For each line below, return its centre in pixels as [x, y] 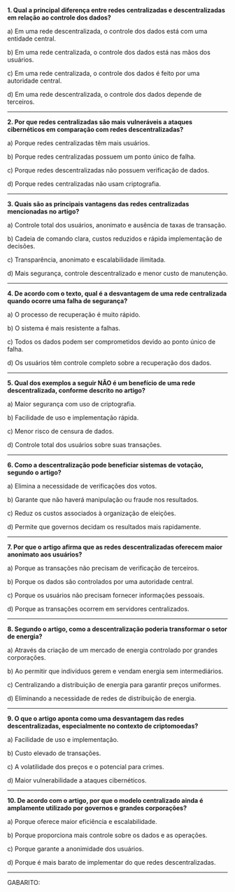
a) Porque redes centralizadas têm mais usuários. [79, 143]
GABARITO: [24, 883]
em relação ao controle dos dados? [59, 18]
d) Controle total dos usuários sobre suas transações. [85, 445]
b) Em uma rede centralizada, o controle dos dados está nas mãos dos [109, 52]
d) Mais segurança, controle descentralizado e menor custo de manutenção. [117, 273]
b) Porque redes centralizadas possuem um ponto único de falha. [101, 157]
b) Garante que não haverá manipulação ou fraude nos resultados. [103, 500]
